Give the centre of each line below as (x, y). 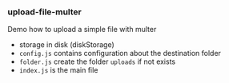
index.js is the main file (58, 70)
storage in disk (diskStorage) (67, 45)
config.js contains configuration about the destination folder (120, 53)
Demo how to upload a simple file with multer (82, 30)
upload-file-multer (44, 12)
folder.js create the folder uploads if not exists (97, 61)
